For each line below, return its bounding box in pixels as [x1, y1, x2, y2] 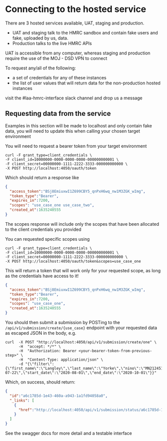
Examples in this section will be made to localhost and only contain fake [5, 122, 153, 128]
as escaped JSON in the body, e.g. [5, 330, 77, 336]
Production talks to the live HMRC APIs [12, 40, 92, 46]
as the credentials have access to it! [5, 273, 79, 279]
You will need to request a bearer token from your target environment [5, 143, 147, 149]
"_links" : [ [9, 398, 35, 403]
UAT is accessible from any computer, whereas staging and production [5, 50, 151, 56]
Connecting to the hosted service [5, 3, 147, 15]
